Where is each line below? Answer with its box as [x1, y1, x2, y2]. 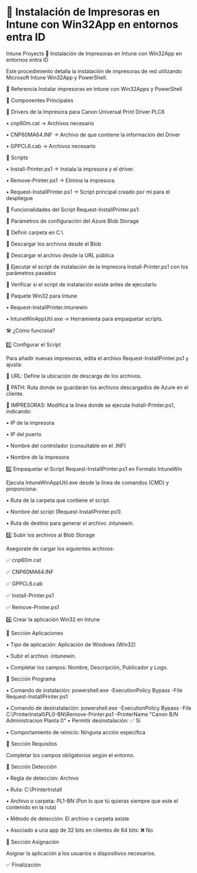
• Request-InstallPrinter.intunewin [6, 303, 88, 310]
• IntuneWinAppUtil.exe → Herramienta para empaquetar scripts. [6, 315, 163, 322]
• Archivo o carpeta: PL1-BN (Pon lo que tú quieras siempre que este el [6, 797, 178, 805]
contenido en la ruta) [6, 803, 57, 810]
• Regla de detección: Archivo [6, 774, 79, 782]
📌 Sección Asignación [6, 838, 59, 845]
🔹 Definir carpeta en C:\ [6, 228, 64, 236]
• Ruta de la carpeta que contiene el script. [6, 496, 111, 503]
